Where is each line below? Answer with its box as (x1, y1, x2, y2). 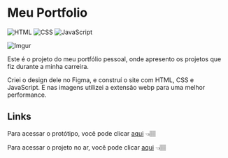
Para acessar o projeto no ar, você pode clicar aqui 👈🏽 (7, 143, 166, 151)
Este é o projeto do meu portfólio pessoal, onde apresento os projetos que (7, 54, 222, 63)
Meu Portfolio (7, 5, 88, 21)
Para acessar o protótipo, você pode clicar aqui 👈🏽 (7, 129, 156, 137)
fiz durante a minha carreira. (7, 62, 90, 70)
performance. (7, 90, 47, 99)
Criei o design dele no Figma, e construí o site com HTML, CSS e (7, 75, 194, 84)
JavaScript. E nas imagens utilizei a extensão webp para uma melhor (7, 83, 206, 91)
